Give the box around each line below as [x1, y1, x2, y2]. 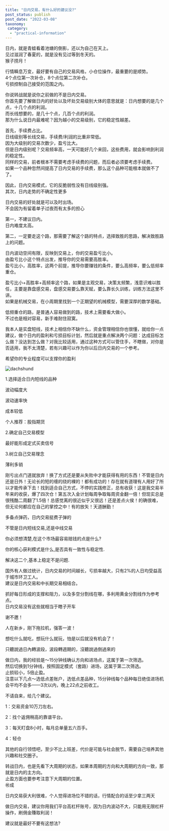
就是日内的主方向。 [5, 770, 45, 775]
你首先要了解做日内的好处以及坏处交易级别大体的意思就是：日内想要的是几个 [5, 98, 164, 104]
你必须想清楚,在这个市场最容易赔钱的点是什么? [5, 536, 102, 541]
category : [7, 26, 28, 31]
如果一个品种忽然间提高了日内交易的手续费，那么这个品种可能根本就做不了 [5, 165, 159, 171]
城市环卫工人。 [9, 574, 41, 580]
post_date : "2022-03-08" [5, 17, 57, 22]
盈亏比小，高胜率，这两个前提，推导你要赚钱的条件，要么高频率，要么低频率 [5, 262, 164, 268]
